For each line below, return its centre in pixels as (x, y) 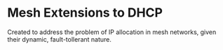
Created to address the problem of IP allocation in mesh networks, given (112, 32)
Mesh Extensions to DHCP (85, 13)
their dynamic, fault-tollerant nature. (60, 39)
